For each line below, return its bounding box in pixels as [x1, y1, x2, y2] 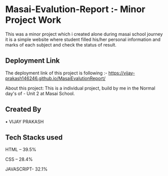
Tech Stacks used [5, 133, 63, 142]
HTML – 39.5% [5, 147, 36, 153]
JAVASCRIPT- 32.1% [5, 166, 48, 172]
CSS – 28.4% [5, 156, 33, 162]
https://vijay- [108, 70, 135, 76]
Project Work [5, 14, 62, 26]
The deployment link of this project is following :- [5, 70, 108, 76]
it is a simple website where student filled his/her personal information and [5, 36, 161, 42]
